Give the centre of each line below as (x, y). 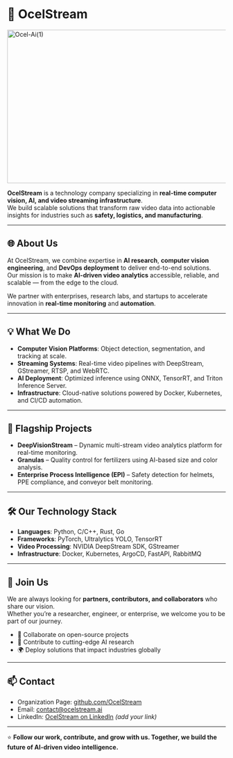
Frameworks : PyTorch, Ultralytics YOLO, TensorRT (90, 539)
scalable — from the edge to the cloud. (63, 282)
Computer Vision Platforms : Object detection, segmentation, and (111, 348)
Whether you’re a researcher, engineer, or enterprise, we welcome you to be (116, 614)
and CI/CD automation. (50, 400)
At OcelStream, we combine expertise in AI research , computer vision (108, 260)
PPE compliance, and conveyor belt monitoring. (85, 482)
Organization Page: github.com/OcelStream (79, 702)
